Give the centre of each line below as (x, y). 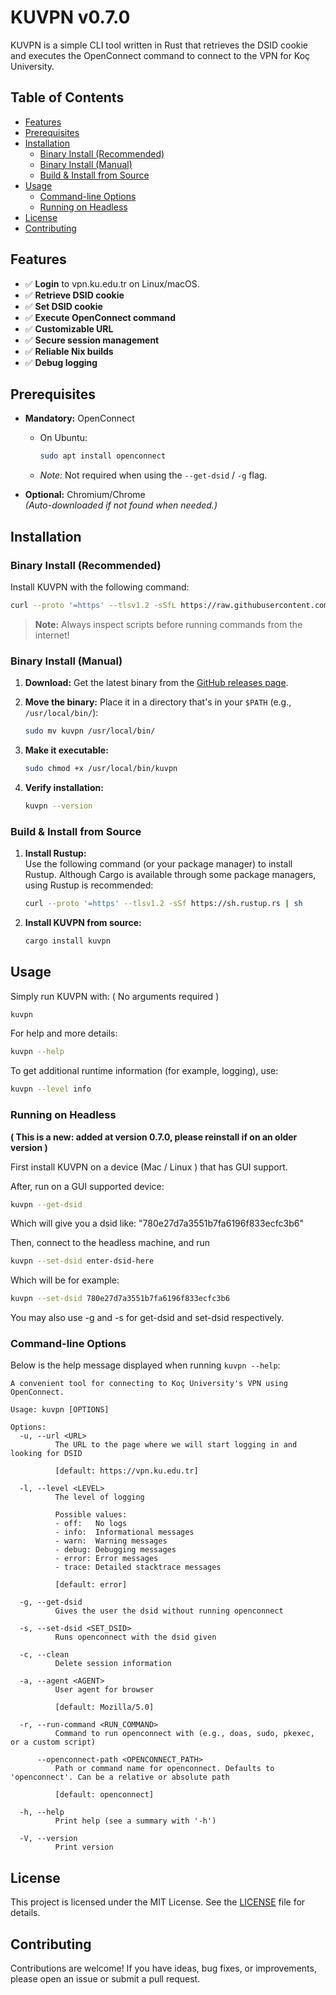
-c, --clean (44, 1655)
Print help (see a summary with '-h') (135, 1821)
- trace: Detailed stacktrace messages (138, 1567)
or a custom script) (53, 1742)
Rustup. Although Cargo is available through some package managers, (170, 875)
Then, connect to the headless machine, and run (110, 1243)
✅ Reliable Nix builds (69, 351)
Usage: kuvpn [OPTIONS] (60, 1410)
